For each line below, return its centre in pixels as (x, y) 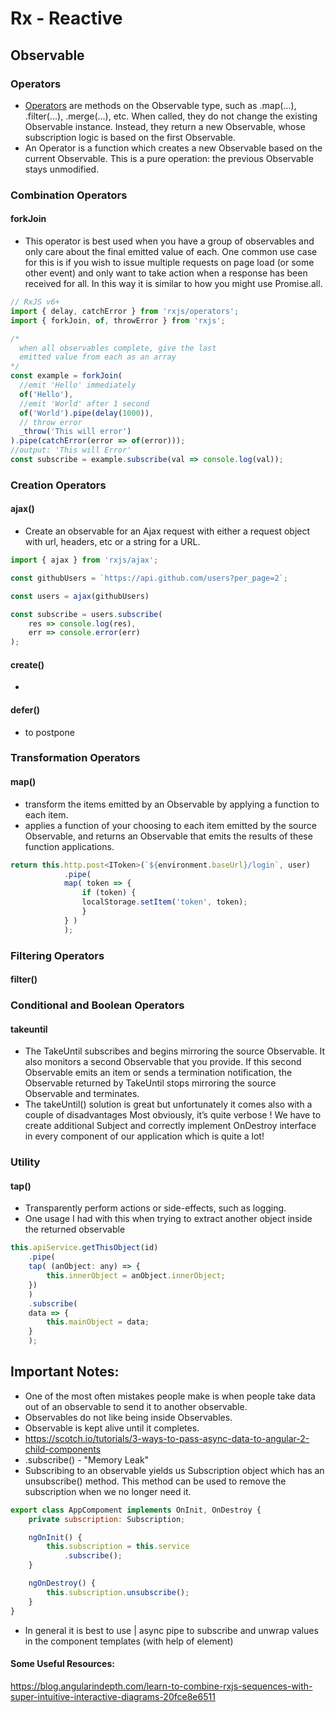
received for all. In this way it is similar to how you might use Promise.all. (173, 283)
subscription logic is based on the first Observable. (130, 137)
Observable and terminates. (82, 1094)
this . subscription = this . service (118, 1547)
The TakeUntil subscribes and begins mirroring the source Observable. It (174, 1051)
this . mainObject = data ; (98, 1322)
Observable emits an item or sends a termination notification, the (158, 1073)
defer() (25, 709)
